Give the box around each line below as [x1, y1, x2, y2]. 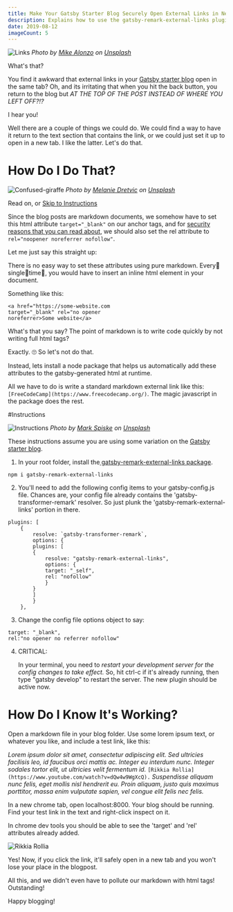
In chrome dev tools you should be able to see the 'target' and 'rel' [8, 821, 198, 830]
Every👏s [199, 261, 221, 270]
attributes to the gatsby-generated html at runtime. [8, 369, 153, 378]
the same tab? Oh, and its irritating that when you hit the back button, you [8, 82, 218, 91]
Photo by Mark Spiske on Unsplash [50, 424, 151, 432]
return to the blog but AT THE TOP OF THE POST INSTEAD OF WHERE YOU [8, 90, 223, 98]
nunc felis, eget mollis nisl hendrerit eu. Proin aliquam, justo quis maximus [8, 780, 219, 788]
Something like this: [8, 290, 64, 298]
